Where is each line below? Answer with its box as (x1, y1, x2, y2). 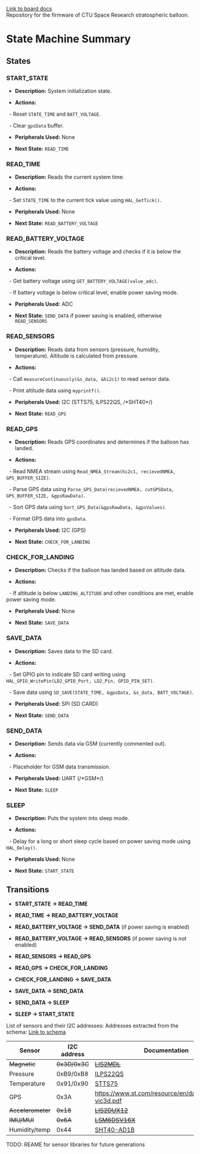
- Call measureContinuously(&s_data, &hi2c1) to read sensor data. (8, 375, 171, 382)
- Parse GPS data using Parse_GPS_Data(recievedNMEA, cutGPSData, (8, 486, 174, 493)
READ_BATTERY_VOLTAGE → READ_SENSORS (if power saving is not (14, 935, 187, 942)
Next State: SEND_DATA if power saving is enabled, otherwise (14, 312, 162, 319)
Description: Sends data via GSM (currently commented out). (14, 740, 167, 747)
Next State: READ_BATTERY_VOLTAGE (14, 220, 98, 227)
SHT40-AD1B (95, 1126, 135, 1134)
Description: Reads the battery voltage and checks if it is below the (14, 248, 182, 255)
